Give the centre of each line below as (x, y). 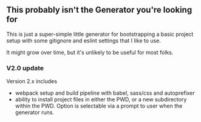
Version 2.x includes (32, 81)
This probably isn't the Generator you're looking (99, 10)
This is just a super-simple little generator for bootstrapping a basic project (100, 34)
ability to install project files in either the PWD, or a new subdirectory (101, 100)
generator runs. (35, 112)
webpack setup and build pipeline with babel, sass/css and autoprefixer (105, 93)
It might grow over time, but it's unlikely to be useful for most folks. (90, 52)
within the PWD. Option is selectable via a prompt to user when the (99, 106)
